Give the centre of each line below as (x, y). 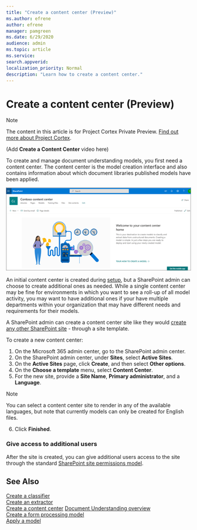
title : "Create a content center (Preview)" (61, 12)
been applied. (23, 180)
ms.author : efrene (28, 18)
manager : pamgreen (28, 31)
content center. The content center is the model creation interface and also (97, 167)
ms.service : (21, 56)
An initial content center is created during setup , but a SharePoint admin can (98, 279)
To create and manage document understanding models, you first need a (94, 161)
